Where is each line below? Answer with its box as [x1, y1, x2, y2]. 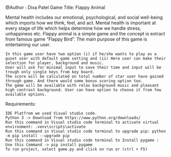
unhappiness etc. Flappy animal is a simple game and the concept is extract [5, 31, 165, 36]
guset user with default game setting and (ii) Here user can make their [5, 56, 166, 61]
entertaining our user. [5, 42, 51, 48]
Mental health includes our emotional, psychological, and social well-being [5, 14, 163, 20]
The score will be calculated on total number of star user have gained [5, 74, 164, 79]
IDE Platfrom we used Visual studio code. [5, 111, 97, 116]
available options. [5, 92, 47, 97]
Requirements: [5, 101, 36, 107]
